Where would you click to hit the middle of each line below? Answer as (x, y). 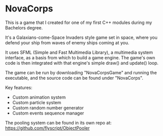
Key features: (19, 87)
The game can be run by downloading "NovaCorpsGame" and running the (81, 72)
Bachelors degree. (24, 27)
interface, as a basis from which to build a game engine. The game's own (80, 57)
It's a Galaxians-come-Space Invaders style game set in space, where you (81, 37)
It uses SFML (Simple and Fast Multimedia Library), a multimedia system (79, 52)
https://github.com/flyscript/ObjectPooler (47, 128)
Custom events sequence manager (48, 113)
